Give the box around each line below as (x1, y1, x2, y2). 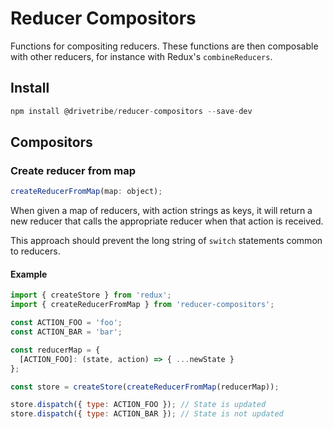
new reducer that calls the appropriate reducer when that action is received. (10, 215, 324, 227)
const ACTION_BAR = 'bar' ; (10, 327, 123, 337)
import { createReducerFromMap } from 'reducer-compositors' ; (10, 300, 275, 310)
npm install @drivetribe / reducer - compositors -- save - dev (10, 106, 253, 116)
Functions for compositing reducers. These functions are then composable (10, 40, 319, 52)
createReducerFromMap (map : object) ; (10, 187, 163, 197)
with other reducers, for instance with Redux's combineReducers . (10, 50, 273, 62)
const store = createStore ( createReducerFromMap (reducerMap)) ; (10, 382, 280, 392)
